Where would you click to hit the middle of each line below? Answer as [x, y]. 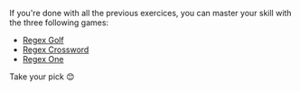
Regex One [43, 59]
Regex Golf [43, 40]
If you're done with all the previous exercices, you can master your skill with [150, 13]
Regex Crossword [56, 50]
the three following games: [59, 23]
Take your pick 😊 [42, 77]
